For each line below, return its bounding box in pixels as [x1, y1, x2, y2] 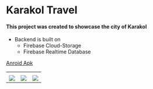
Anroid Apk [6, 59, 33, 67]
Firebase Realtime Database [23, 48, 91, 55]
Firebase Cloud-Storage [23, 42, 82, 49]
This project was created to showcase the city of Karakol [6, 23, 147, 30]
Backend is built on [14, 36, 61, 43]
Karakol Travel [6, 3, 78, 17]
